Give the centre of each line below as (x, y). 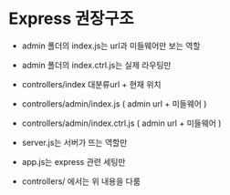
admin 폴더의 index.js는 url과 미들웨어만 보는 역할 (111, 46)
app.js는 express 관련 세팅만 (73, 161)
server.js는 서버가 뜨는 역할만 (74, 142)
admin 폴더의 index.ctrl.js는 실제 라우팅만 (96, 65)
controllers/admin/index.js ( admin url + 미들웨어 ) (114, 103)
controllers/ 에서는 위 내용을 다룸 (81, 181)
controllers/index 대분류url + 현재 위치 (91, 84)
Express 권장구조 (71, 19)
